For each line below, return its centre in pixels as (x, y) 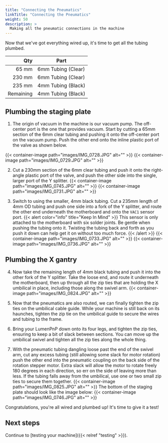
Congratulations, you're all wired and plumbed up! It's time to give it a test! (82, 407)
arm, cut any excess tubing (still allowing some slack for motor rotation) (86, 354)
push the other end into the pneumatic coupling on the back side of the (86, 360)
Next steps (23, 423)
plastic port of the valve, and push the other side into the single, (91, 175)
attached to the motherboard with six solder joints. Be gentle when (81, 223)
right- (157, 170)
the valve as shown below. (40, 145)
